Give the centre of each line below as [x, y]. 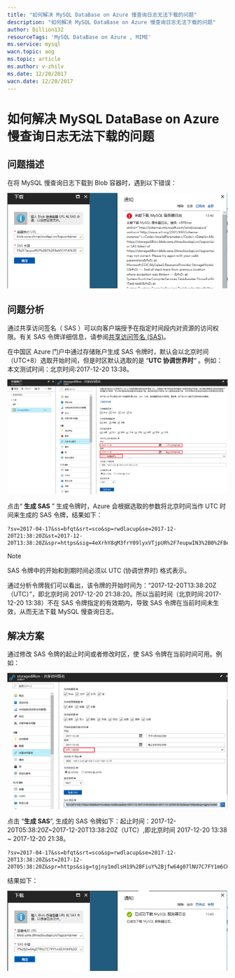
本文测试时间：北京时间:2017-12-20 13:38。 [70, 369]
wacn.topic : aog [31, 52]
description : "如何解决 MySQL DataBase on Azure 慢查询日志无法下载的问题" [112, 22]
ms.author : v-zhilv [36, 67]
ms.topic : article [34, 60]
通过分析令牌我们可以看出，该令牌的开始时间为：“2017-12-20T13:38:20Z [112, 585]
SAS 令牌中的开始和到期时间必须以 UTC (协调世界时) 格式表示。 [99, 571]
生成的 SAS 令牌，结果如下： [61, 515]
